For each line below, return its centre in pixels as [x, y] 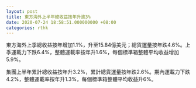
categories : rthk [27, 28]
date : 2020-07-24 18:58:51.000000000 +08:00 [61, 22]
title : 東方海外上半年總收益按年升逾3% [48, 17]
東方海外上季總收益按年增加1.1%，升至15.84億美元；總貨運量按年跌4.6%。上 [98, 45]
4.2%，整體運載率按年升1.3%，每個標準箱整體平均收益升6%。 [81, 79]
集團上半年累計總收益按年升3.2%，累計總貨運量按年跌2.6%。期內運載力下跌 [98, 72]
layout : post [22, 11]
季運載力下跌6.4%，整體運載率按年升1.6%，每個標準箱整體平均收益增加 [93, 52]
